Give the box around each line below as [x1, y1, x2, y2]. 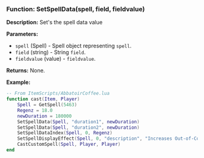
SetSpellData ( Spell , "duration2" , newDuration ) [17, 124, 140, 131]
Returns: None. [6, 67, 46, 74]
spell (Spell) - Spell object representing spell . [15, 42, 132, 50]
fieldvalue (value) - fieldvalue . [15, 55, 96, 63]
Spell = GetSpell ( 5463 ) [17, 102, 78, 108]
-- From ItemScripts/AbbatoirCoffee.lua [6, 91, 110, 97]
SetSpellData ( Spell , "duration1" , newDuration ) [17, 118, 140, 125]
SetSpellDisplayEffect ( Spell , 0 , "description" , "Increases [17, 136, 172, 142]
